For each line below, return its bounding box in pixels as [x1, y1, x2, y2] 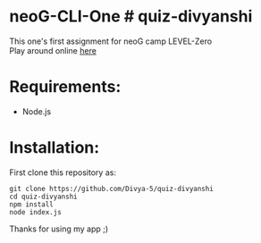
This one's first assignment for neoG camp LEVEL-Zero [9, 36, 213, 46]
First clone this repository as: [9, 167, 116, 178]
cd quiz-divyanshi [9, 192, 78, 201]
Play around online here [9, 45, 97, 55]
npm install [9, 199, 54, 209]
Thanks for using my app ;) [9, 223, 109, 234]
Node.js [21, 105, 52, 117]
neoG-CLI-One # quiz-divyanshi [9, 6, 253, 27]
